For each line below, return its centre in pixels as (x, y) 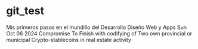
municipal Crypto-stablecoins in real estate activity (69, 40)
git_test (25, 11)
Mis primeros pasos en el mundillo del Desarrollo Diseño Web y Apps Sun (96, 27)
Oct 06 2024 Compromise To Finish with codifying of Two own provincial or (99, 33)
